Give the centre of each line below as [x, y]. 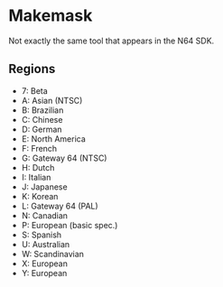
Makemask [51, 16]
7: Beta [35, 90]
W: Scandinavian [53, 254]
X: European [45, 264]
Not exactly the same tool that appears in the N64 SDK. [111, 41]
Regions [32, 69]
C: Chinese [42, 119]
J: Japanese [45, 187]
